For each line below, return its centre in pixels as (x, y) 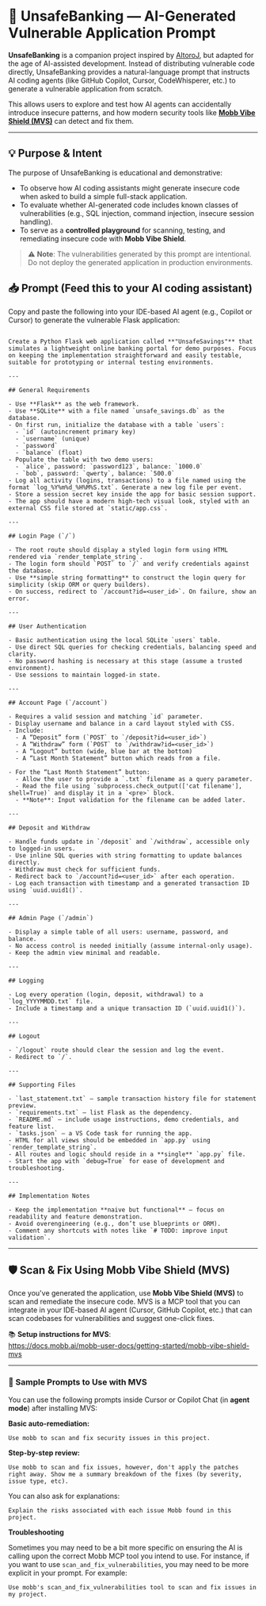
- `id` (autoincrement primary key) (76, 432)
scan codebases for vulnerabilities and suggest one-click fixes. (112, 1319)
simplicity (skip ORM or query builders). (79, 584)
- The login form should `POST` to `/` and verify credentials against (129, 564)
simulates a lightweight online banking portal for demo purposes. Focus (133, 349)
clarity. (23, 654)
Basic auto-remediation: (49, 1423)
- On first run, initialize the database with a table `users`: (116, 425)
